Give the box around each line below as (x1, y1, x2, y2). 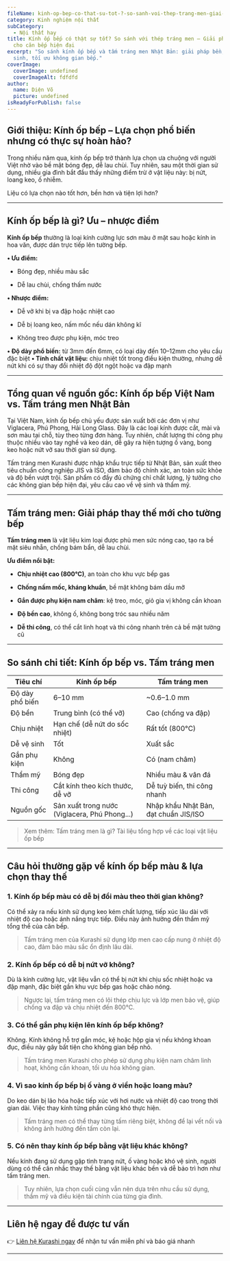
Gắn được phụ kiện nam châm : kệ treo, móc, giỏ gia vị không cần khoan (16, 597, 222, 605)
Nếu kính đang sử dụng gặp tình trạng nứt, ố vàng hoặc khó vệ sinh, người (7, 1157, 217, 1165)
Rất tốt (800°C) (146, 723, 196, 733)
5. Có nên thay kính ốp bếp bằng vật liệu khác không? (7, 1141, 188, 1151)
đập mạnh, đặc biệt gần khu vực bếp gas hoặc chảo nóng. (7, 982, 172, 991)
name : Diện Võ (13, 86, 53, 93)
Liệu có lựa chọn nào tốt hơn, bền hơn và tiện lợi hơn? (7, 189, 159, 197)
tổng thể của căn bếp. (7, 922, 70, 930)
